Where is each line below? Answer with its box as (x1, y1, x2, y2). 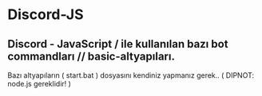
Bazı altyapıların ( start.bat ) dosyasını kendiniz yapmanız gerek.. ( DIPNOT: (7, 71, 255, 80)
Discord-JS (7, 6, 85, 24)
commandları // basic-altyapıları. (7, 49, 175, 63)
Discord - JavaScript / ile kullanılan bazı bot (7, 37, 228, 51)
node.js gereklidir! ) (7, 79, 71, 88)
